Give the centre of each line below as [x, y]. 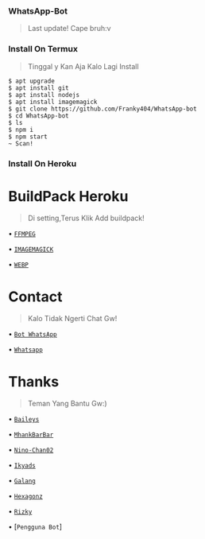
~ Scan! [21, 143]
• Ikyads [22, 465]
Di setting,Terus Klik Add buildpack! [86, 218]
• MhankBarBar [31, 434]
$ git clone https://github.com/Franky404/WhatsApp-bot [102, 109]
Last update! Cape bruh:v [69, 29]
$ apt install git [39, 88]
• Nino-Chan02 [31, 450]
